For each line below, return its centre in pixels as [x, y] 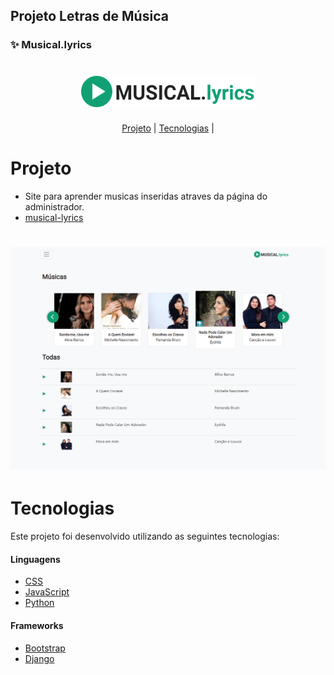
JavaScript [47, 592]
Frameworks [37, 625]
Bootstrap [45, 648]
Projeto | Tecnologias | [168, 128]
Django [39, 658]
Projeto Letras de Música [89, 16]
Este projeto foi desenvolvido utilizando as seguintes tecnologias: [145, 536]
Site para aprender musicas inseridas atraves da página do [146, 196]
